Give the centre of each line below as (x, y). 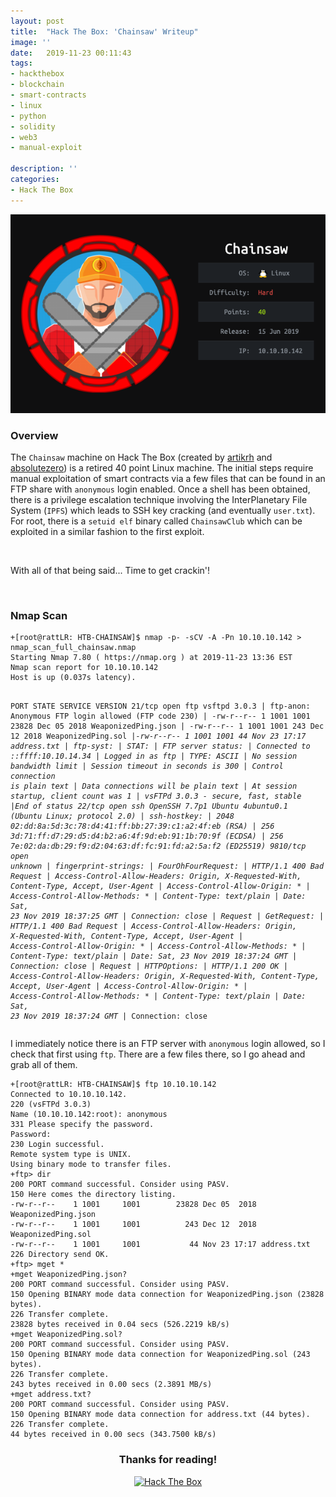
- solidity (33, 126)
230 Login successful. (57, 1145)
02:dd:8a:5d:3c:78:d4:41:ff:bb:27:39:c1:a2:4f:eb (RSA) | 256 (142, 826)
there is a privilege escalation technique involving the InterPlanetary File (159, 499)
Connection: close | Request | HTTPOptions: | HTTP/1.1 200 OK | (149, 966)
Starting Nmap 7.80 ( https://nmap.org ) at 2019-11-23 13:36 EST (151, 658)
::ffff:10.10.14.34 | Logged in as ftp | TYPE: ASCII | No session (154, 756)
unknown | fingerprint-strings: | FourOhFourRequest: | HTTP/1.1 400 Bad (167, 866)
